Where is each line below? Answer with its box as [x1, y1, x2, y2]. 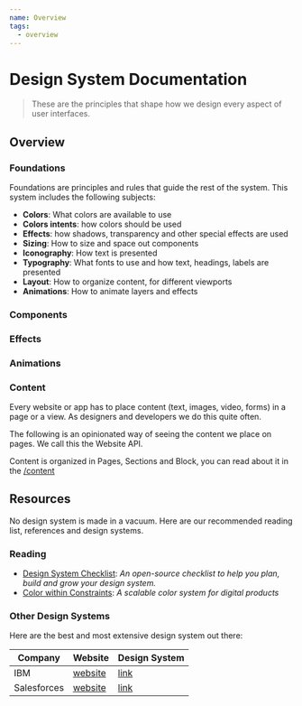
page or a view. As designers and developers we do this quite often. [9, 412, 261, 423]
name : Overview [9, 13, 67, 23]
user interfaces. [31, 108, 90, 119]
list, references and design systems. [9, 525, 144, 535]
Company [17, 652, 60, 664]
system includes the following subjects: [9, 191, 156, 202]
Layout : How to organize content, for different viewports [22, 276, 233, 287]
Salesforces [14, 682, 65, 694]
